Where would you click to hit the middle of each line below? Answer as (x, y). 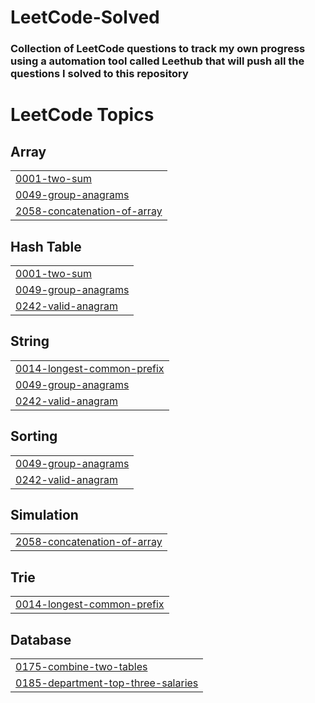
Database (41, 639)
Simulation (44, 514)
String (30, 341)
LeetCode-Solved (85, 17)
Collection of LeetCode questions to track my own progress (158, 49)
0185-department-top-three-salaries (107, 683)
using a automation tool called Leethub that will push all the (157, 61)
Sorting (34, 436)
